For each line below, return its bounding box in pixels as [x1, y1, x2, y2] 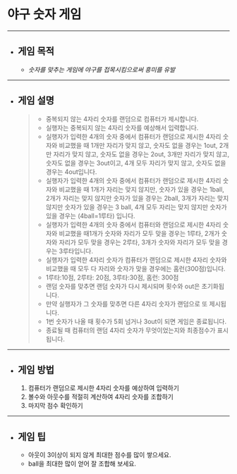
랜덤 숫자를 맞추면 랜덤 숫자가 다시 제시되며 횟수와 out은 [45, 282, 200, 290]
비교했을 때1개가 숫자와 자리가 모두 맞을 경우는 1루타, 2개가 [59, 229, 220, 237]
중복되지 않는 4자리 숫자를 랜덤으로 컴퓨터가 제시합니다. [45, 114, 199, 123]
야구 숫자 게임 [7, 6, 82, 23]
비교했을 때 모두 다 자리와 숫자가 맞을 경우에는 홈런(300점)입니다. [45, 264, 226, 273]
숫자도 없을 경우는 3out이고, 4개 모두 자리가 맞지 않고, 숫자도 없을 [45, 158, 226, 167]
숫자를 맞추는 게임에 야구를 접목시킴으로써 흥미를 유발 [28, 65, 176, 74]
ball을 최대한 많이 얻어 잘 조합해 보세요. [28, 459, 136, 468]
